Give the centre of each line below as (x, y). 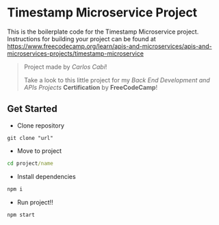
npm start (21, 215)
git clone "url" (30, 138)
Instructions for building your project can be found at (81, 38)
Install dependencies (47, 176)
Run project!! (35, 202)
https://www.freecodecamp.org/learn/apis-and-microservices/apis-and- (109, 46)
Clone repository (41, 126)
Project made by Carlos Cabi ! (65, 67)
